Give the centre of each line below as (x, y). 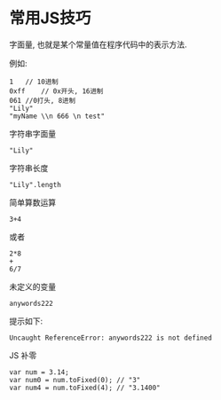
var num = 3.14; (39, 372)
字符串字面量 (32, 133)
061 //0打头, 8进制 (43, 100)
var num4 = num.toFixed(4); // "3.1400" (85, 388)
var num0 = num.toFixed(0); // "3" (75, 380)
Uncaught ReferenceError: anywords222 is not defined (111, 338)
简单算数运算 (32, 202)
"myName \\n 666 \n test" (57, 116)
